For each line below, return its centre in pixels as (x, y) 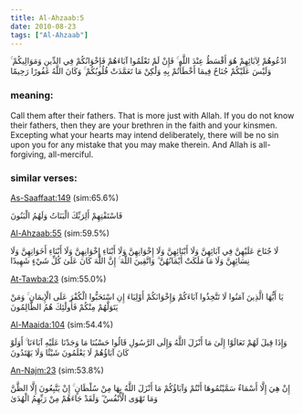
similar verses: (44, 177)
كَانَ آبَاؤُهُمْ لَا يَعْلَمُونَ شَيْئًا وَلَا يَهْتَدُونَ (70, 352)
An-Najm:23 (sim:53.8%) (57, 370)
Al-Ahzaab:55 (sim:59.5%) (60, 233)
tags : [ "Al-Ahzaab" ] (50, 35)
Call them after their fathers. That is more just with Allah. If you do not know (152, 115)
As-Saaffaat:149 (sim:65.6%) (65, 197)
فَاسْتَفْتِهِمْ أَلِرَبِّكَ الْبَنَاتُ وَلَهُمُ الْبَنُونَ (67, 215)
